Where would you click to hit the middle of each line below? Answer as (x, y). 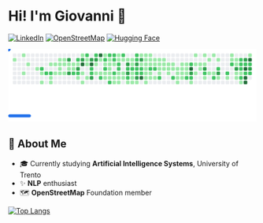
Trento (30, 175)
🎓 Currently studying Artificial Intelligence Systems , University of (129, 163)
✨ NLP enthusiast (48, 183)
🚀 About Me (37, 144)
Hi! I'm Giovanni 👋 (67, 16)
